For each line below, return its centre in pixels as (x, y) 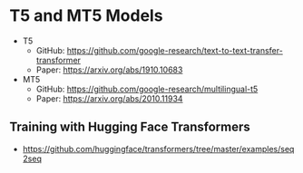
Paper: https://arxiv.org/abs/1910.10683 (109, 70)
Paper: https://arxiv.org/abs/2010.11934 (109, 98)
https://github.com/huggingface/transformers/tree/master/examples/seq (158, 149)
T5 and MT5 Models (86, 16)
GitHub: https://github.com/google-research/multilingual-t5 (147, 89)
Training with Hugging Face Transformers (130, 127)
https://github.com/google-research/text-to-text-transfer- (175, 50)
